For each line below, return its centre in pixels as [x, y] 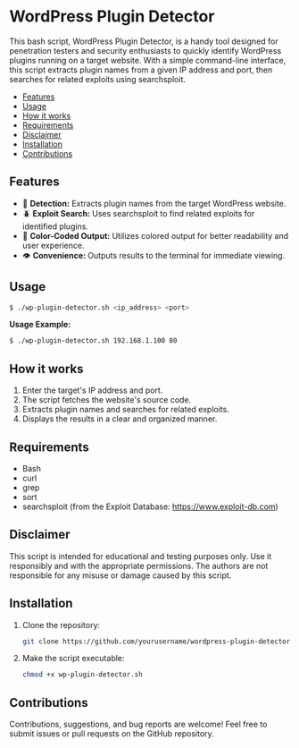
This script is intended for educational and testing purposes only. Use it [141, 556]
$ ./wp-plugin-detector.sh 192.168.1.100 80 [93, 341]
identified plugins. [55, 226]
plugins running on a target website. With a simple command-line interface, [148, 60]
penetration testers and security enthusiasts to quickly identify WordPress [145, 50]
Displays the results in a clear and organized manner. [120, 419]
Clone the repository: [61, 625]
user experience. [53, 245]
